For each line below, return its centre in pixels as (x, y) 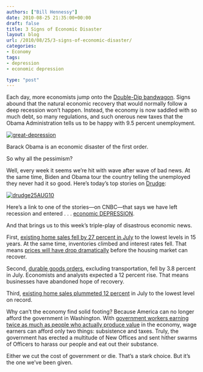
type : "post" (23, 80)
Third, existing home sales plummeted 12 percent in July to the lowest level (101, 293)
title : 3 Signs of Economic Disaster (54, 29)
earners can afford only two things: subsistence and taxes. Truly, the (92, 331)
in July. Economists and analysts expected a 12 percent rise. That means (98, 275)
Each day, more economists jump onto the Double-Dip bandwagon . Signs (98, 97)
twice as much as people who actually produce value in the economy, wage (101, 325)
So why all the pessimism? (40, 159)
